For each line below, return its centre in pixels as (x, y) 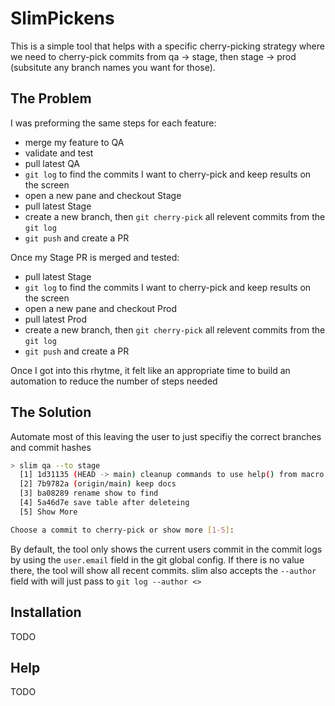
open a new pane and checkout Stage (103, 195)
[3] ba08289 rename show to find (89, 493)
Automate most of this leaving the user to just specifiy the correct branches (166, 436)
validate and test (59, 153)
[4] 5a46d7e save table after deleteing (104, 503)
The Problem (51, 98)
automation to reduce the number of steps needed (114, 381)
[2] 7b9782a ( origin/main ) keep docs (98, 484)
